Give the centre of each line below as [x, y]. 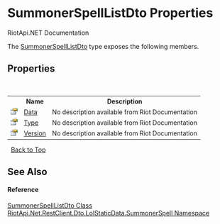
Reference [23, 190]
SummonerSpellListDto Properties [110, 13]
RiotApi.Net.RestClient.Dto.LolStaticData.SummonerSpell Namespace [109, 213]
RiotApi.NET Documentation [48, 33]
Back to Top [28, 150]
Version [35, 133]
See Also [27, 172]
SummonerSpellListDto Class [50, 206]
